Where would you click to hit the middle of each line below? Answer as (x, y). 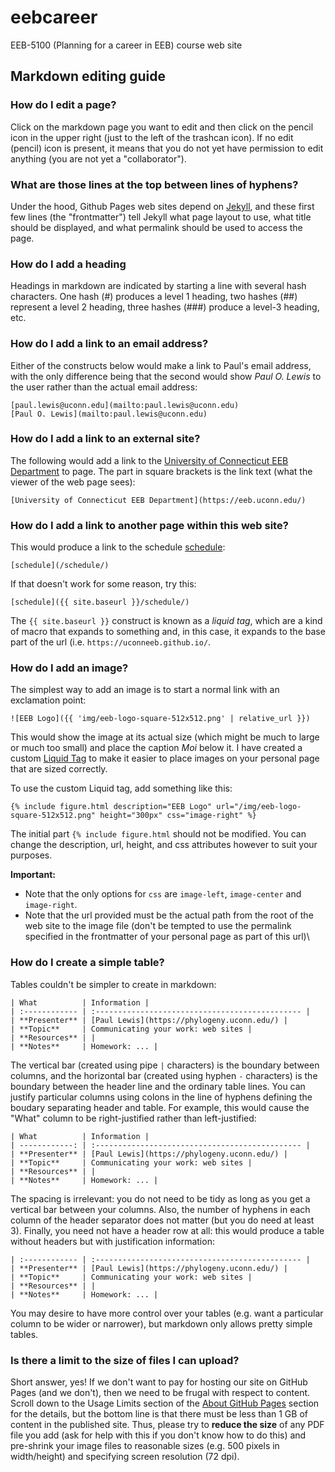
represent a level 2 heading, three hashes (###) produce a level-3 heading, (165, 307)
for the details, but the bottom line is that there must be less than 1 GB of (159, 1414)
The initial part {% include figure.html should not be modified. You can (158, 834)
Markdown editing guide (88, 76)
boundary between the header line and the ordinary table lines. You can (158, 1086)
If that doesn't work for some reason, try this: (103, 584)
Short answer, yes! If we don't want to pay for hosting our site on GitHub (159, 1382)
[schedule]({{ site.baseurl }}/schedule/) (100, 602)
